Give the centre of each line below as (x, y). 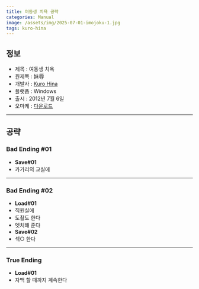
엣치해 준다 (28, 225)
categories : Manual (30, 17)
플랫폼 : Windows (36, 91)
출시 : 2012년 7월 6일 (39, 99)
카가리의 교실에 (32, 169)
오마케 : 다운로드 (34, 106)
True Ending (24, 260)
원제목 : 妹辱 (29, 76)
